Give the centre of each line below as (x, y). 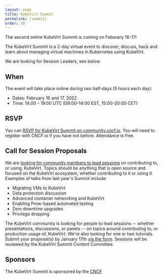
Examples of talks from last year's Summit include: (56, 178)
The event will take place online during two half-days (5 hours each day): (79, 89)
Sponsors (20, 260)
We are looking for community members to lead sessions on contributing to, (81, 163)
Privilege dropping (31, 214)
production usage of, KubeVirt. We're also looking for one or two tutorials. (79, 233)
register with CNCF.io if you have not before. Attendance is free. (70, 136)
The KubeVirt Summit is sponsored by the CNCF (54, 271)
